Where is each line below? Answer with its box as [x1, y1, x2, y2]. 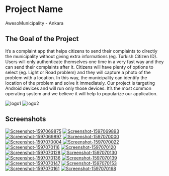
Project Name [5, 4, 63, 15]
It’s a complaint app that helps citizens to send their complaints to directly [5, 48, 157, 54]
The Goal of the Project [5, 35, 79, 43]
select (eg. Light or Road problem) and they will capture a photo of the [5, 69, 151, 75]
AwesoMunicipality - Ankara [5, 20, 64, 26]
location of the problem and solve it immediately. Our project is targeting [5, 80, 155, 86]
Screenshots [5, 115, 46, 123]
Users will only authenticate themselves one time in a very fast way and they [5, 59, 164, 65]
